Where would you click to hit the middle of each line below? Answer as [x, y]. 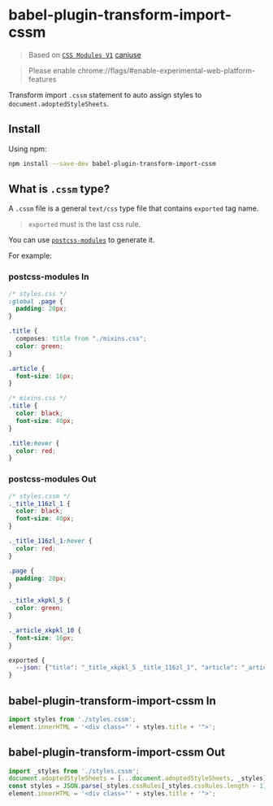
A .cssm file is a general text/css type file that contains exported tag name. [134, 208]
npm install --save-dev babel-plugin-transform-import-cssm [113, 163]
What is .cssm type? [59, 189]
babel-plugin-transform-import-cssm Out [117, 753]
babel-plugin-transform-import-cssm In [113, 701]
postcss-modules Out [52, 479]
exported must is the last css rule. [84, 224]
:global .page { [36, 301]
